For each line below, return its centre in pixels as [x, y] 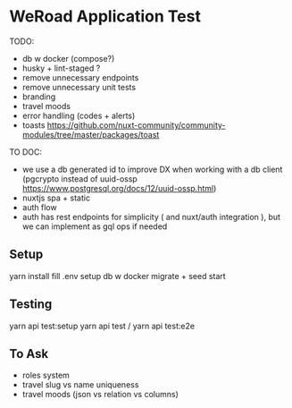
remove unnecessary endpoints [80, 77]
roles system [46, 375]
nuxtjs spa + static [56, 198]
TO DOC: [26, 152]
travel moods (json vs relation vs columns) [100, 395]
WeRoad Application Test [105, 17]
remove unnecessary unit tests [79, 87]
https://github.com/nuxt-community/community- [136, 125]
